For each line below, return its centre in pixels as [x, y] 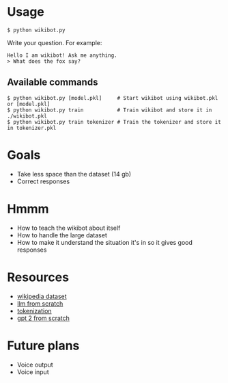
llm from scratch [40, 303]
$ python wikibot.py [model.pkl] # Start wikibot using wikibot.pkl [113, 98]
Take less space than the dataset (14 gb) [74, 174]
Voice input [33, 372]
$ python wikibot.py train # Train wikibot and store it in [110, 110]
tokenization [34, 311]
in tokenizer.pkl [32, 128]
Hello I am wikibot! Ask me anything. [62, 55]
